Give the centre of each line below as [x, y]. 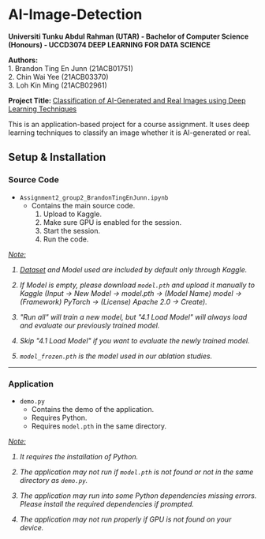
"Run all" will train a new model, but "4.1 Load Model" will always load [133, 316]
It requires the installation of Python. [79, 456]
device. [32, 527]
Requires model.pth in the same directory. [99, 426]
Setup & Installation [57, 157]
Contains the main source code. [83, 205]
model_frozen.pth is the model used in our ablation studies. [116, 356]
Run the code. [66, 239]
